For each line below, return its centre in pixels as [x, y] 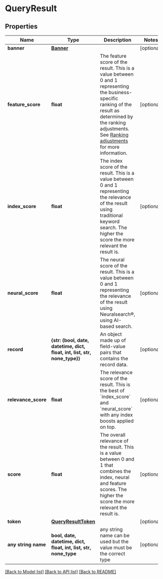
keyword [110, 221]
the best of [112, 391]
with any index [117, 415]
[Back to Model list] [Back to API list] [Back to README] [61, 572]
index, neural [115, 477]
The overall [113, 435]
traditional [111, 215]
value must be [116, 547]
